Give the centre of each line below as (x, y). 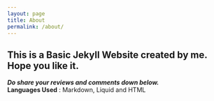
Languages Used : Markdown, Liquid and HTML (77, 90)
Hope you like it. (43, 66)
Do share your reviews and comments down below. (83, 83)
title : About (26, 20)
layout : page (26, 14)
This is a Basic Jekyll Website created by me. (107, 55)
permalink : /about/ (36, 26)
